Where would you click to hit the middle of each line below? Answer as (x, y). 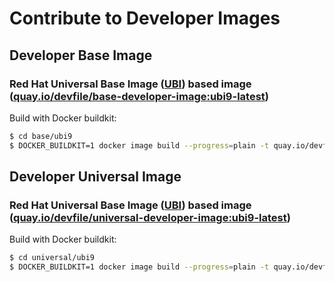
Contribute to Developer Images (145, 18)
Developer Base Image (81, 55)
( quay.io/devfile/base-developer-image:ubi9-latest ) (139, 96)
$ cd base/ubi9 (41, 136)
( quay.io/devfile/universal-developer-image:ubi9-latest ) (150, 217)
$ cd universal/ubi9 (52, 258)
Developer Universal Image (95, 177)
